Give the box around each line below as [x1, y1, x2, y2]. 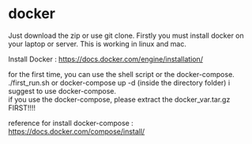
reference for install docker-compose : [8, 118, 134, 127]
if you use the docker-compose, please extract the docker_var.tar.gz [8, 94, 231, 104]
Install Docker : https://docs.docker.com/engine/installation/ [8, 54, 204, 64]
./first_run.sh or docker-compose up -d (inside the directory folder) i [8, 78, 231, 87]
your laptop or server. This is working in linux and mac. [8, 39, 187, 48]
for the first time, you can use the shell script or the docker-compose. [8, 69, 235, 79]
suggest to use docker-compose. [8, 86, 117, 95]
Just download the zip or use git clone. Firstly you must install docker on [8, 31, 245, 40]
